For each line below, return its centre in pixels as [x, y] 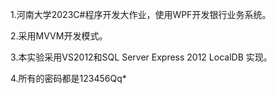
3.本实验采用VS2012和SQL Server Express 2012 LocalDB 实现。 [141, 57]
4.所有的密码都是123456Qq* [68, 78]
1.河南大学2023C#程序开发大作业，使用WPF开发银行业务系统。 [141, 14]
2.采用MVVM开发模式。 [59, 36]
